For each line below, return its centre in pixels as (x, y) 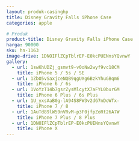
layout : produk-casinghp (37, 12)
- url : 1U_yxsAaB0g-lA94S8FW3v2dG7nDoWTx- (66, 101)
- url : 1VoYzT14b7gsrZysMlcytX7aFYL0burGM (66, 90)
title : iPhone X (38, 129)
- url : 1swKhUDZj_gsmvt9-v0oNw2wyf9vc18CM (66, 67)
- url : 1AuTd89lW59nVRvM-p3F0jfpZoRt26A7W (66, 112)
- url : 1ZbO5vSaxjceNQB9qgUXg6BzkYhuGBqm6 (66, 79)
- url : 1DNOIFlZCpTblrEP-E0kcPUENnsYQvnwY (66, 123)
